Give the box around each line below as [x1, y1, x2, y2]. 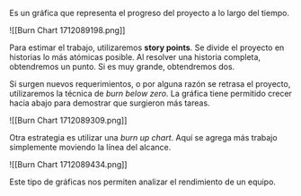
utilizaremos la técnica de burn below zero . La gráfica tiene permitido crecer [9, 89, 292, 98]
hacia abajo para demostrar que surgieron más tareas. [9, 98, 210, 108]
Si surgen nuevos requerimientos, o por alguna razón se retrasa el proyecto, [9, 79, 291, 89]
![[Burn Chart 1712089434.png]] [9, 159, 128, 169]
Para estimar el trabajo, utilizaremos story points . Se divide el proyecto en [9, 42, 285, 53]
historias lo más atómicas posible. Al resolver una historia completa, [9, 52, 261, 62]
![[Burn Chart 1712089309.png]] [9, 115, 128, 125]
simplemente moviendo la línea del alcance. [9, 142, 172, 152]
